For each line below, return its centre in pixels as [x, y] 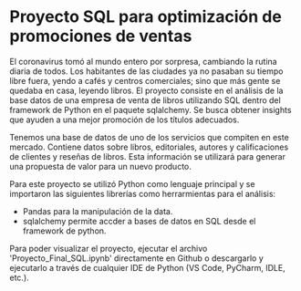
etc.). [19, 277]
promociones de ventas [101, 36]
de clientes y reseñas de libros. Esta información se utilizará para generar [147, 156]
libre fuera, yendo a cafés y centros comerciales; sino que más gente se [145, 80]
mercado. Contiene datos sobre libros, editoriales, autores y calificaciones [149, 147]
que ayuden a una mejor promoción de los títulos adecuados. [125, 120]
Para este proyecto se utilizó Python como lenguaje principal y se [132, 183]
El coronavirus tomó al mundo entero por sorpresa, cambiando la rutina [143, 61]
